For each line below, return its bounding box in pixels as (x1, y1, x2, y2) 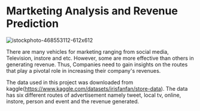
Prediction (6, 17, 59, 30)
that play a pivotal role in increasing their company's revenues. (6, 67, 161, 74)
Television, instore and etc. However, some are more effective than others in (6, 54, 195, 61)
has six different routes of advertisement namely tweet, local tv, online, (6, 91, 181, 98)
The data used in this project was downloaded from (6, 79, 134, 86)
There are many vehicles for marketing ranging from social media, (6, 48, 169, 55)
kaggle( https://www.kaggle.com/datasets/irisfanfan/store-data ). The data (6, 85, 188, 92)
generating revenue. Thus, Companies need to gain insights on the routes (6, 61, 188, 68)
